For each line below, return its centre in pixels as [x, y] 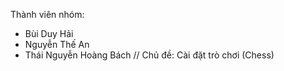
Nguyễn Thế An [57, 44]
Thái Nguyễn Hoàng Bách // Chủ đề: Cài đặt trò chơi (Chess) [149, 55]
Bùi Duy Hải [49, 33]
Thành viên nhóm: [47, 14]
